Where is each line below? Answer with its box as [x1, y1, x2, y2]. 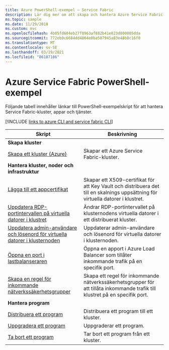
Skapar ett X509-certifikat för [83, 176, 155, 183]
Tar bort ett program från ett [83, 330, 150, 337]
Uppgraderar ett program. [83, 322, 145, 329]
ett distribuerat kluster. [83, 216, 137, 223]
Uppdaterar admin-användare [83, 224, 155, 231]
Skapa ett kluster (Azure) [8, 151, 67, 158]
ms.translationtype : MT [5, 40, 55, 45]
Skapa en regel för [8, 276, 51, 283]
